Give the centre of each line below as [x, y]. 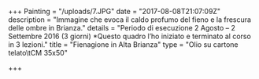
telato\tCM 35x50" [38, 53]
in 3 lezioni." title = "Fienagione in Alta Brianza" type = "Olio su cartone [123, 45]
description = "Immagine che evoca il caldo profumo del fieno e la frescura [130, 20]
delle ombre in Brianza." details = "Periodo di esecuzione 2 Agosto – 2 [122, 28]
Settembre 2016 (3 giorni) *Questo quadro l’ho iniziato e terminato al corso [130, 36]
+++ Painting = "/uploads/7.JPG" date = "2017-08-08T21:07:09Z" [115, 11]
